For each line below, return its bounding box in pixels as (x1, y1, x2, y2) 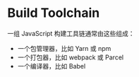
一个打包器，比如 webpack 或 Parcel (17, 53, 124, 61)
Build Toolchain (7, 5, 100, 21)
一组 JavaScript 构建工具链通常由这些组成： (7, 29, 135, 37)
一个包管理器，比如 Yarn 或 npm (17, 44, 111, 52)
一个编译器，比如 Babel (17, 61, 86, 70)
